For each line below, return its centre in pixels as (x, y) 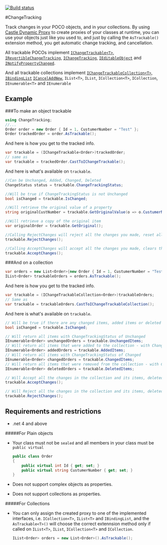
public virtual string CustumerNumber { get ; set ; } (77, 470)
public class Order (33, 456)
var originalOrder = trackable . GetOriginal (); (54, 226)
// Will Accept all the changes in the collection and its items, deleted (84, 378)
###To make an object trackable (38, 111)
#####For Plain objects (29, 433)
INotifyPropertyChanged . (30, 63)
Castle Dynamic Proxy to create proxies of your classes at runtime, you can (82, 32)
